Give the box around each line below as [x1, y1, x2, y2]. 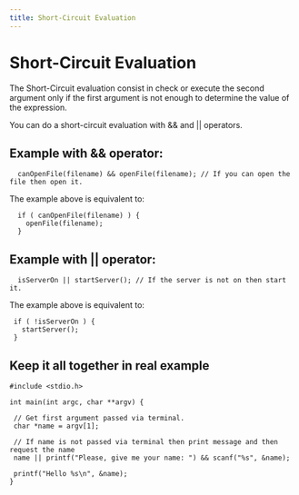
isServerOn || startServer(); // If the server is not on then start [17, 276, 286, 285]
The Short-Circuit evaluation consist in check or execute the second [9, 83, 265, 94]
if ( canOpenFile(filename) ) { [17, 211, 141, 221]
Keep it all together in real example [9, 358, 210, 373]
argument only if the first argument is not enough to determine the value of [9, 92, 290, 103]
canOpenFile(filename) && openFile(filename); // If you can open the [17, 170, 291, 179]
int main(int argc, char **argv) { [9, 398, 145, 407]
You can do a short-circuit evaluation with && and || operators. [9, 119, 243, 130]
